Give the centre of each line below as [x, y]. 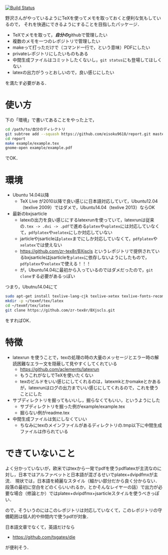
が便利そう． [18, 547]
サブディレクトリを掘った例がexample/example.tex [72, 406]
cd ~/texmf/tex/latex [28, 305]
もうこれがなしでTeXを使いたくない [57, 375]
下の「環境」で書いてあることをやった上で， [51, 119]
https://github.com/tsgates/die [44, 537]
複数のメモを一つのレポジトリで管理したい [56, 41]
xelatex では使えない [41, 245]
